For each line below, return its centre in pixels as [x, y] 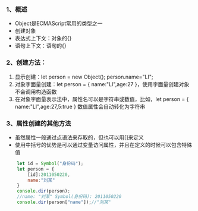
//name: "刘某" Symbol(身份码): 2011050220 [69, 197]
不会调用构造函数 [36, 92]
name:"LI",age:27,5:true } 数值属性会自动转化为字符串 [80, 106]
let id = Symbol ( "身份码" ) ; [50, 163]
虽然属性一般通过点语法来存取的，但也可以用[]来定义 [79, 137]
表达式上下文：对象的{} [43, 38]
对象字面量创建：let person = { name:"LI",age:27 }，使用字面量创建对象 [102, 84]
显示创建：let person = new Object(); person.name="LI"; [84, 77]
